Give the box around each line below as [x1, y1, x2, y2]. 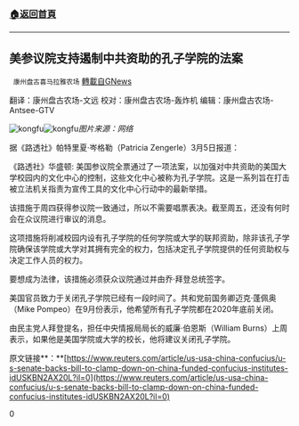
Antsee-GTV [9, 105, 55, 116]
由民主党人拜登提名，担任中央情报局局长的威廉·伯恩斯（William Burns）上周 [9, 323, 288, 333]
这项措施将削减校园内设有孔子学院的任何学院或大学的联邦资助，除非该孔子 [9, 233, 282, 243]
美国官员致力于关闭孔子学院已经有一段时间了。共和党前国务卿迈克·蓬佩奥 [9, 292, 278, 304]
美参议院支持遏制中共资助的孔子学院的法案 [9, 51, 243, 66]
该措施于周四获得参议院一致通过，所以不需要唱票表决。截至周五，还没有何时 [9, 202, 290, 213]
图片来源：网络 [78, 123, 133, 135]
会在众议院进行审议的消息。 [9, 214, 111, 225]
